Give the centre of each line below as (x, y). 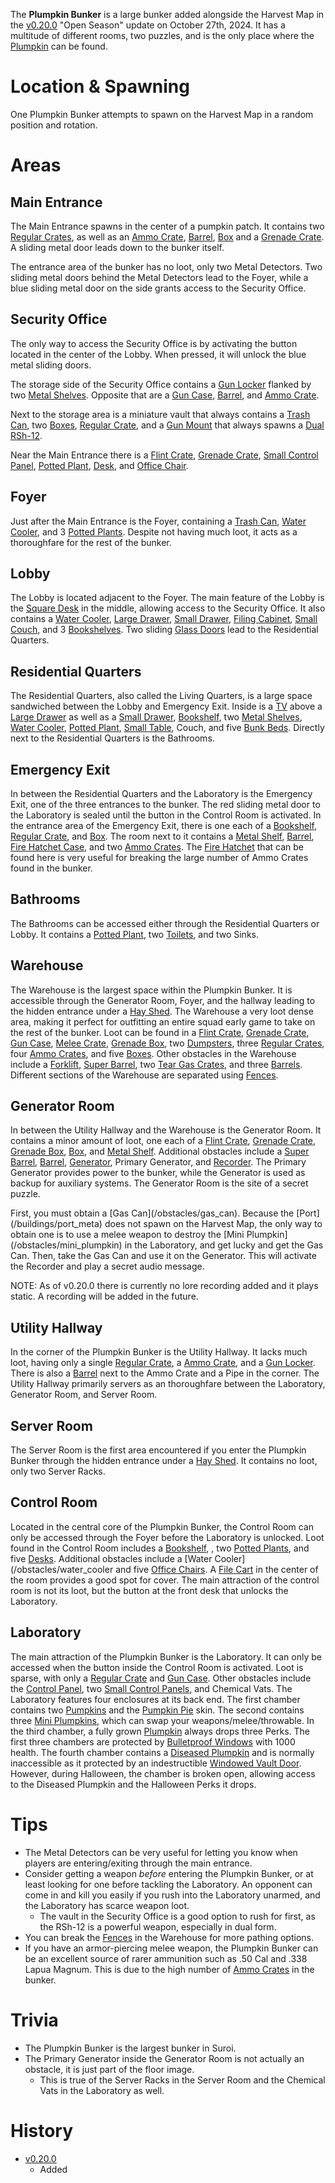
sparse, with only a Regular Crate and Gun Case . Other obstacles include (161, 1678)
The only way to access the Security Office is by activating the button (154, 343)
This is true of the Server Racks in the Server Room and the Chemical (182, 2080)
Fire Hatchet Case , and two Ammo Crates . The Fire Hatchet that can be (157, 847)
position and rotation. (54, 125)
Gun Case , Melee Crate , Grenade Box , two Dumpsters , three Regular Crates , (167, 1043)
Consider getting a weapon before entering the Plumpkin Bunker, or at (169, 1873)
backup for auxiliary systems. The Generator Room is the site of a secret (159, 1183)
